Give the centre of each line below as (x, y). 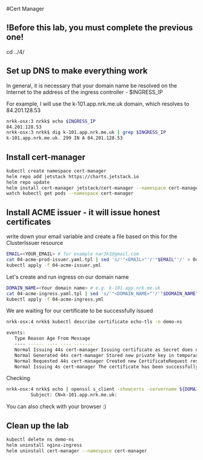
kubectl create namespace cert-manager (56, 171)
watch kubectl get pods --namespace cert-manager (70, 193)
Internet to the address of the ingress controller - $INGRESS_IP (85, 92)
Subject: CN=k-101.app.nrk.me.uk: (74, 395)
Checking (18, 378)
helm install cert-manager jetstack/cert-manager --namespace (86, 188)
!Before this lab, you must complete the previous (100, 28)
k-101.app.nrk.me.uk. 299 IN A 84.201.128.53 (64, 138)
